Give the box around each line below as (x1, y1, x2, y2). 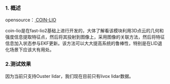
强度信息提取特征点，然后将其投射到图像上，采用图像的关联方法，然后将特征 (5, 34, 165, 40)
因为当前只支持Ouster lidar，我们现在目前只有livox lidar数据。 (5, 73, 134, 79)
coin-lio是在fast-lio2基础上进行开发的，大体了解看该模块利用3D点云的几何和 (5, 28, 164, 34)
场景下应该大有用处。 (9, 47, 54, 53)
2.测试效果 (5, 61, 31, 68)
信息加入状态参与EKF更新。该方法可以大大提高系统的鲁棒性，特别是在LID (5, 40, 158, 47)
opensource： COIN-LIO (5, 17, 57, 23)
